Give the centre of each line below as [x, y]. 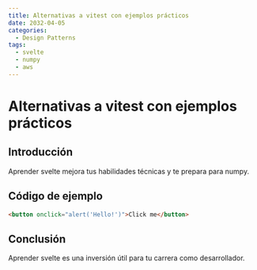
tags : [17, 45]
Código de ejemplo [55, 196]
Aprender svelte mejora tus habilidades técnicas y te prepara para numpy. [129, 171]
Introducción [41, 152]
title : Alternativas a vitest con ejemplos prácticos [99, 15]
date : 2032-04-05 [37, 23]
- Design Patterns [46, 38]
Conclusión [37, 239]
